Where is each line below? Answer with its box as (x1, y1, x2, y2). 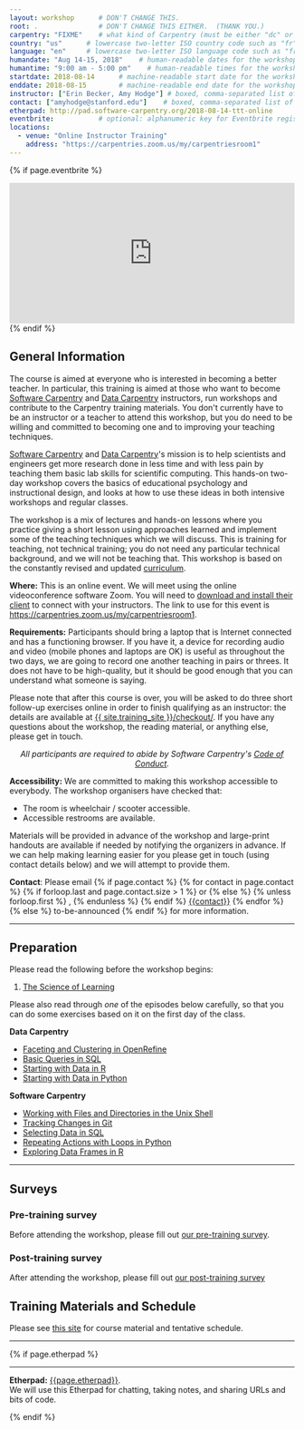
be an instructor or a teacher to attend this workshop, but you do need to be (9, 412, 293, 423)
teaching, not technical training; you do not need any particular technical (9, 543, 280, 554)
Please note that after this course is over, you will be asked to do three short (9, 692, 293, 703)
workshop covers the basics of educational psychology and (25, 477, 248, 488)
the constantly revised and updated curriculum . (9, 562, 186, 573)
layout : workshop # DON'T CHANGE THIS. (9, 13, 180, 23)
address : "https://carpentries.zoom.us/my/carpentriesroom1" (25, 140, 261, 149)
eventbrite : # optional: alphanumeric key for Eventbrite (9, 114, 273, 123)
